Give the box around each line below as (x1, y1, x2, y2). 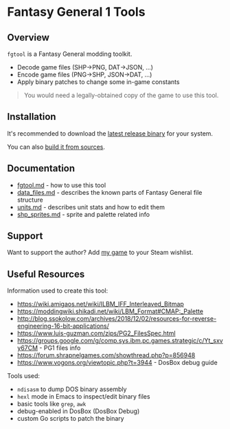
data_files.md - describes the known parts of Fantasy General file (16, 188, 203, 196)
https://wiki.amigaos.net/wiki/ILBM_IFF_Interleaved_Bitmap (16, 300, 184, 308)
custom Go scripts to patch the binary (16, 415, 125, 423)
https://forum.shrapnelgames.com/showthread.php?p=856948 (16, 351, 196, 359)
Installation (7, 111, 56, 123)
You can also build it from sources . (7, 143, 105, 151)
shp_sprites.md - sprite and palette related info (16, 210, 150, 218)
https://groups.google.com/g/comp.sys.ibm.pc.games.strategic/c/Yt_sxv (16, 337, 223, 345)
